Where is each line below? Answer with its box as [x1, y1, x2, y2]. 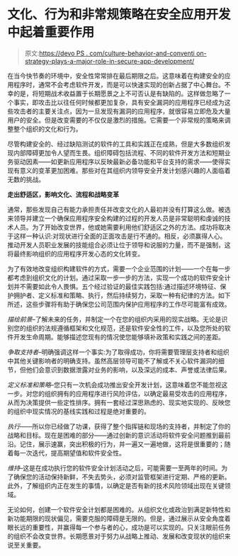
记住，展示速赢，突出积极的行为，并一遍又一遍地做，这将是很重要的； [19, 440, 225, 448]
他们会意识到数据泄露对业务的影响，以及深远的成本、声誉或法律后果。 [25, 365, 231, 374]
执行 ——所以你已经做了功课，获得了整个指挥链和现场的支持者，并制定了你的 [7, 422, 231, 431]
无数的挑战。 [7, 175, 45, 183]
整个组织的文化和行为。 [13, 125, 82, 133]
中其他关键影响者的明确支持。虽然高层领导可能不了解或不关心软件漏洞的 [7, 356, 218, 365]
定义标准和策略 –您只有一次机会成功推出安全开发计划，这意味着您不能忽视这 [7, 380, 228, 389]
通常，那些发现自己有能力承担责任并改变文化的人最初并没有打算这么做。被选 [7, 205, 231, 213]
